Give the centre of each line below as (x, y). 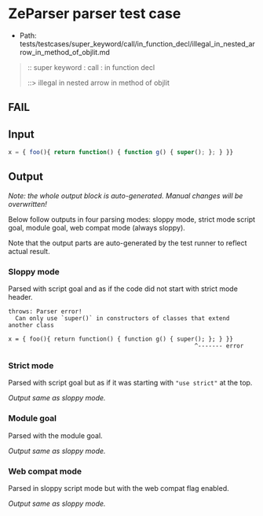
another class (31, 326)
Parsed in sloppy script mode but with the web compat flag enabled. (119, 488)
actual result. (29, 251)
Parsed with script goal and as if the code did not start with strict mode (123, 289)
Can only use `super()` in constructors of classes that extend (122, 319)
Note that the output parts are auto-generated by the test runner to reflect (128, 243)
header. (20, 297)
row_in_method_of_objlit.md (64, 52)
